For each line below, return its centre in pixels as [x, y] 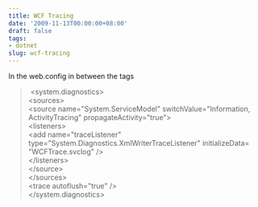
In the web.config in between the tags [71, 76]
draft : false [30, 31]
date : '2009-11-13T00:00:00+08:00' [68, 23]
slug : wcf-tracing [39, 53]
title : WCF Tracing [41, 16]
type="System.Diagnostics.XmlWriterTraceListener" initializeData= [139, 143]
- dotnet [23, 46]
